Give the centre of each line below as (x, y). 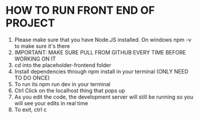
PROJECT (30, 23)
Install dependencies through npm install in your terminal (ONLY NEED (101, 71)
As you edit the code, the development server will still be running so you (104, 97)
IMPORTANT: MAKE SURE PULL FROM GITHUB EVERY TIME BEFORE (100, 52)
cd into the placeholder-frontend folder (63, 65)
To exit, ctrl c (30, 109)
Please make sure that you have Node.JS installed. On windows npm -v (103, 39)
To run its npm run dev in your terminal (62, 84)
